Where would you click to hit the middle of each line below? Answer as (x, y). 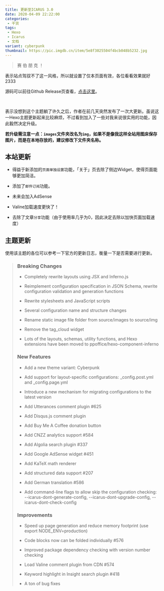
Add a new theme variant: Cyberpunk (62, 368)
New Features (34, 357)
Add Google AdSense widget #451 (59, 454)
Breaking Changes (39, 266)
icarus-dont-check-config (51, 502)
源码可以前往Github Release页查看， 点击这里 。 (52, 91)
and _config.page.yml (46, 382)
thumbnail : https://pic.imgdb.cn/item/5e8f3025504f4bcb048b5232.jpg (76, 50)
